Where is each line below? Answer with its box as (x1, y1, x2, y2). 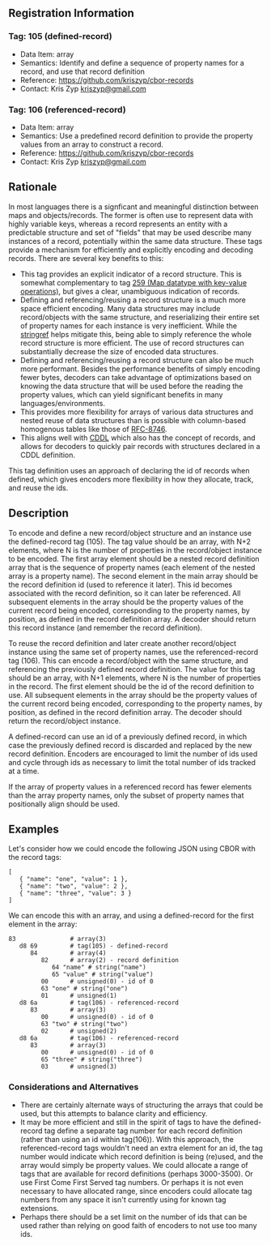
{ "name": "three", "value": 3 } (19, 889, 132, 898)
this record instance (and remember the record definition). (8, 622, 203, 632)
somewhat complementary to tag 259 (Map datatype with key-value (19, 277, 248, 287)
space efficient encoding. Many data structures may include (19, 303, 221, 313)
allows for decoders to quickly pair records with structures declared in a (19, 441, 260, 451)
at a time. (8, 766, 40, 776)
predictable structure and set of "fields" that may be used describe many (8, 227, 252, 237)
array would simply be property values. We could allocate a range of (19, 1160, 248, 1170)
